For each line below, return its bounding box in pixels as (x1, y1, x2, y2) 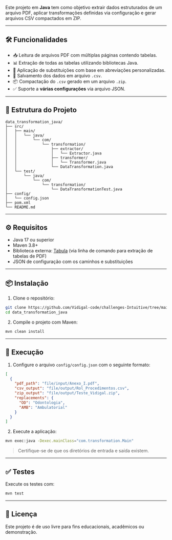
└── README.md (5, 205, 36, 210)
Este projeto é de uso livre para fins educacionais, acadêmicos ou (5, 523, 144, 530)
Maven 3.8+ (12, 242, 38, 248)
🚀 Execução (5, 348, 44, 357)
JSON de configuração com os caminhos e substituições (12, 258, 133, 265)
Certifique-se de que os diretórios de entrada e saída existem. (17, 448, 149, 454)
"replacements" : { (14, 395, 54, 401)
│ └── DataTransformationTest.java (5, 187, 123, 192)
